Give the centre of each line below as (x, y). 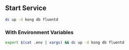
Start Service (26, 8)
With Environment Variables (39, 32)
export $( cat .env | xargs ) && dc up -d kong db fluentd (65, 42)
